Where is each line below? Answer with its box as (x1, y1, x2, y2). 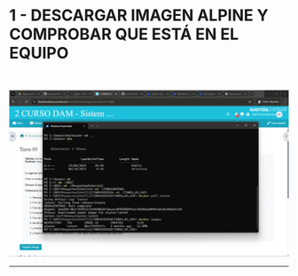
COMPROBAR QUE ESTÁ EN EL (9, 24, 239, 44)
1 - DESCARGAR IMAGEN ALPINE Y (9, 5, 269, 26)
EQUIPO (9, 43, 69, 63)
